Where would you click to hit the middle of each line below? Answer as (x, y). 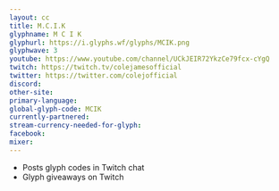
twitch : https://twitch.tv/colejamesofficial (95, 68)
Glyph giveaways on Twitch (73, 177)
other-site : (31, 92)
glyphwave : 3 (34, 51)
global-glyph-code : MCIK (55, 109)
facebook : (28, 134)
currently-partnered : (50, 117)
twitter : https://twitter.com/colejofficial (93, 76)
